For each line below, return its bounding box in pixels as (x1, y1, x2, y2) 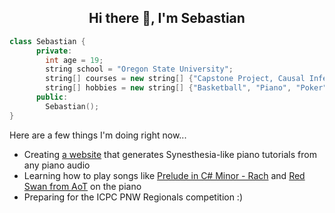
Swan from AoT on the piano (23, 180, 142, 192)
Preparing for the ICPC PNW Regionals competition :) (23, 191, 244, 203)
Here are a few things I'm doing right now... (9, 129, 187, 141)
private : (35, 46, 73, 56)
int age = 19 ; (45, 55, 104, 65)
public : (35, 92, 69, 103)
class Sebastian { (9, 36, 86, 46)
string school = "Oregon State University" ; (45, 64, 234, 75)
